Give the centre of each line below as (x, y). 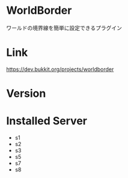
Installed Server (47, 121)
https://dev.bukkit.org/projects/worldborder (60, 69)
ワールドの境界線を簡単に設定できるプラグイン (64, 28)
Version (26, 94)
